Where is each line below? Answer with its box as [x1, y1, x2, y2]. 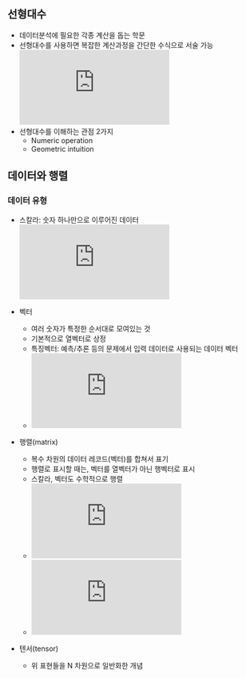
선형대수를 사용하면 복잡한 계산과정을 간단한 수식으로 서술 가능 [18, 40, 213, 50]
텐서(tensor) [18, 644, 59, 653]
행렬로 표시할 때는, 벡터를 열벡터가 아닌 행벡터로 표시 [30, 464, 196, 474]
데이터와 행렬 [7, 169, 69, 183]
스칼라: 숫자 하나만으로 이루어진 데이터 [18, 215, 139, 224]
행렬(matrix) [18, 437, 58, 446]
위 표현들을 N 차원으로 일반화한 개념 [30, 660, 144, 670]
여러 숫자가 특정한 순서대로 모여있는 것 [30, 323, 151, 333]
